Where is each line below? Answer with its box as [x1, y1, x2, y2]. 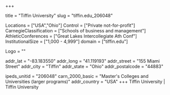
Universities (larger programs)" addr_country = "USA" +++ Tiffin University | [5, 79, 165, 84]
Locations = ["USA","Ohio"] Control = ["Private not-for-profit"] [5, 22, 135, 28]
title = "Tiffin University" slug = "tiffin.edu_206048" [5, 13, 113, 18]
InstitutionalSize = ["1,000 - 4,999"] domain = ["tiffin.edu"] [5, 38, 128, 44]
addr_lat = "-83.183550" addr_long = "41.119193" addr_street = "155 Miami [5, 58, 160, 64]
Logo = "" [5, 49, 26, 54]
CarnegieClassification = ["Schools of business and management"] [5, 28, 146, 33]
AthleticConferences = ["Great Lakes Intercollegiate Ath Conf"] [5, 33, 137, 39]
